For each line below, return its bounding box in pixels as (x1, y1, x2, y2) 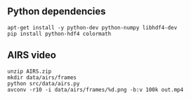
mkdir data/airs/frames (7, 73, 77, 81)
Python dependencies (7, 6, 107, 17)
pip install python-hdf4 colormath (7, 30, 112, 37)
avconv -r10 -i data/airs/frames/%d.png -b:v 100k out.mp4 (7, 86, 184, 93)
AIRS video (7, 49, 56, 62)
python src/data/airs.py (7, 80, 80, 87)
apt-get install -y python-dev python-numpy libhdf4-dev (7, 24, 178, 31)
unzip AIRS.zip (7, 68, 52, 75)
